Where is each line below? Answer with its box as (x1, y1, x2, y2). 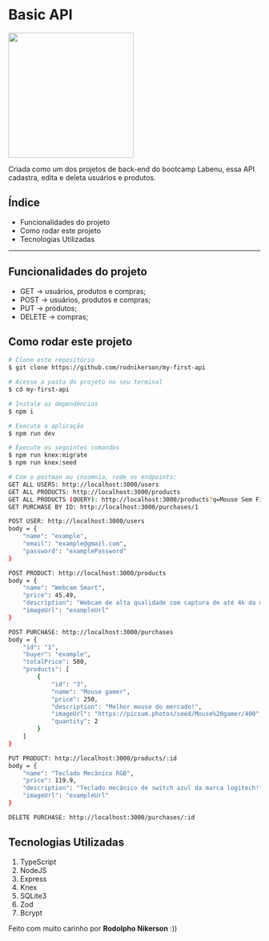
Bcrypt (19, 907, 42, 918)
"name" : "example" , (22, 533, 88, 541)
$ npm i (8, 407, 34, 416)
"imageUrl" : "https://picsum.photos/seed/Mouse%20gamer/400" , (50, 710, 263, 718)
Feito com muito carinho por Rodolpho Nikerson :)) (8, 923, 178, 933)
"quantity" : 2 (50, 718, 98, 726)
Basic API (8, 6, 74, 24)
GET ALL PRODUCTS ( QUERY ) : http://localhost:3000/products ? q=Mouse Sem (8, 495, 252, 504)
